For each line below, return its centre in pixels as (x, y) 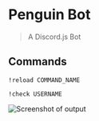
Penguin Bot (49, 15)
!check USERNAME (35, 94)
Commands (38, 62)
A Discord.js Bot (54, 37)
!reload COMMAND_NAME (44, 80)
